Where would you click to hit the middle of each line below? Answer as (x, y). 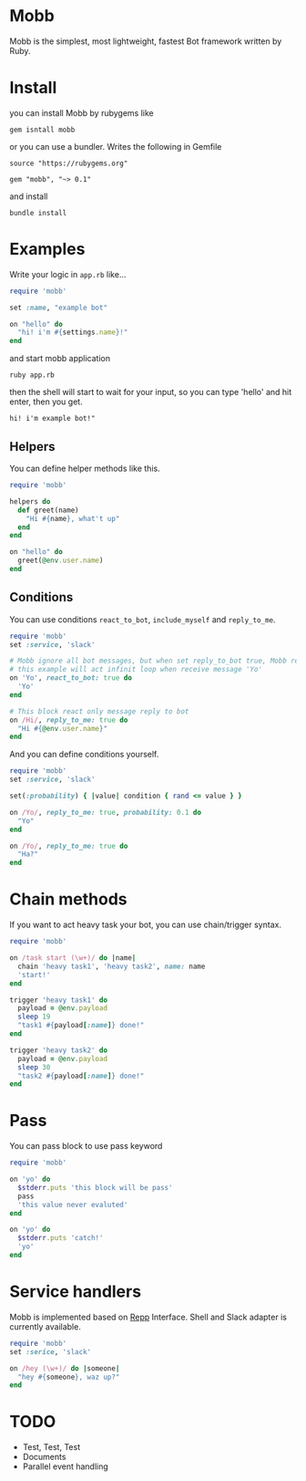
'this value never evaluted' (73, 1205)
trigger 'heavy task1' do (58, 1000)
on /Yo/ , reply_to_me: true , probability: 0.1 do (106, 812)
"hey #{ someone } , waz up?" (69, 1377)
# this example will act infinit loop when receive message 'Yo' (136, 670)
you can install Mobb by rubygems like (82, 113)
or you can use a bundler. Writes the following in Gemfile (116, 146)
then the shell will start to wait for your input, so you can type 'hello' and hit (151, 392)
